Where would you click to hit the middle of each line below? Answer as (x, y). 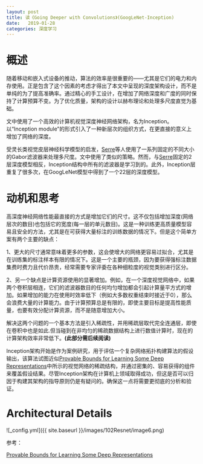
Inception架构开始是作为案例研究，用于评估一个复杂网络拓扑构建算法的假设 (100, 351)
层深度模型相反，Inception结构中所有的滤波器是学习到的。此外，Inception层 (101, 164)
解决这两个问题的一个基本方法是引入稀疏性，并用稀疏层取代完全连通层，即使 (101, 323)
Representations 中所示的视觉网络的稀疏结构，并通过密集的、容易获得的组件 (101, 366)
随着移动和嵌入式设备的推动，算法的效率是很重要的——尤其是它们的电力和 (99, 79)
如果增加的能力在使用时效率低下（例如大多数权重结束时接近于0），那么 (104, 295)
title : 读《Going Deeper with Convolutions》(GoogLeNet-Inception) (90, 18)
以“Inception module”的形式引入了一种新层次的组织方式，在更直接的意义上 (99, 129)
